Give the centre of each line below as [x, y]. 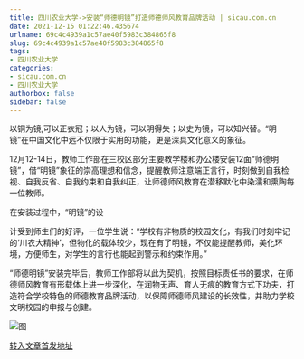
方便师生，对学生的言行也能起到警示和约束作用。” [116, 254]
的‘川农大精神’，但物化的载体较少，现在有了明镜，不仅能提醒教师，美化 [142, 243]
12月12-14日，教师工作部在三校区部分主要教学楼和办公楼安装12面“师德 [140, 159]
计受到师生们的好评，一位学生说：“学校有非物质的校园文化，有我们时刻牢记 [150, 231]
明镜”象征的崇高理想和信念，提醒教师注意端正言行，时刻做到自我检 [165, 170]
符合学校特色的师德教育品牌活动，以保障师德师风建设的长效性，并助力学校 [156, 296]
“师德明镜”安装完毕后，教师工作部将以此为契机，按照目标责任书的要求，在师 [152, 273]
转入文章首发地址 [41, 345]
